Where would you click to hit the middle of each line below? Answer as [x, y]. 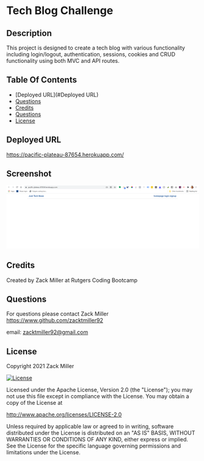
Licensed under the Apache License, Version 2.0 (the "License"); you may [100, 390]
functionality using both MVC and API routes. [63, 61]
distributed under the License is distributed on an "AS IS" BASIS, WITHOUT [101, 433]
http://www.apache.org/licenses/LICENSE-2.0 [64, 415]
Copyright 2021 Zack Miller [40, 366]
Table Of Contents [42, 80]
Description [29, 33]
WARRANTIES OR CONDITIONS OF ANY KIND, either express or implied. [97, 440]
